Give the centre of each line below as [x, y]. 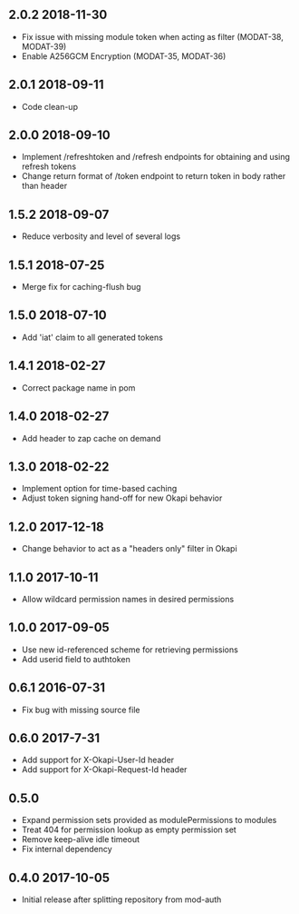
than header [44, 186]
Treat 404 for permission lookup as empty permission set [129, 830]
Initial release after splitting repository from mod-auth [121, 899]
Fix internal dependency [67, 849]
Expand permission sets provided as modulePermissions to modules [149, 820]
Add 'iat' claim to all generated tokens [92, 337]
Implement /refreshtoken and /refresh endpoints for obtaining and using [156, 157]
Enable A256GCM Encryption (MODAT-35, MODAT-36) [124, 56]
